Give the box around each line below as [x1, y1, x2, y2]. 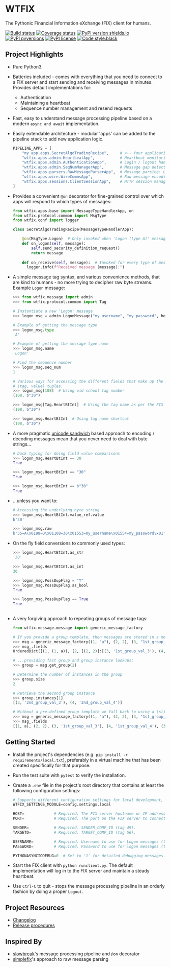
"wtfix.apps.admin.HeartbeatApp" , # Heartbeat [22, 155, 146, 160]
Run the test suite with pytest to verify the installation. [12, 772, 126, 778]
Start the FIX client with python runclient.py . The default [12, 862, 133, 868]
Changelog [12, 917, 36, 923]
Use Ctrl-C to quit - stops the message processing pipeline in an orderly [12, 883, 165, 889]
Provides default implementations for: [12, 84, 92, 90]
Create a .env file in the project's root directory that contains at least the [12, 782, 164, 788]
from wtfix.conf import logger [12, 218, 79, 223]
